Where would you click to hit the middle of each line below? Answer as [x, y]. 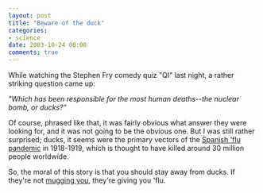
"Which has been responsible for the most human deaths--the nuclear [124, 99]
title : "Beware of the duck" [56, 23]
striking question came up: [52, 83]
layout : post [30, 15]
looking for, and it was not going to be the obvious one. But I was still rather [132, 131]
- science [25, 38]
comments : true [33, 52]
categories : [28, 30]
